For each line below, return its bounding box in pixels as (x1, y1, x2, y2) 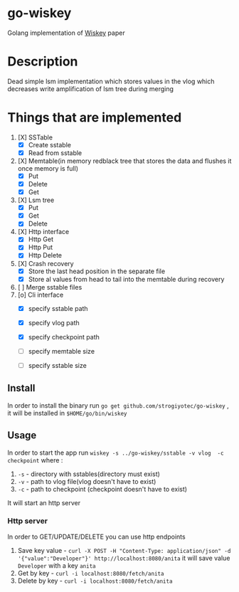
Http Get (28, 235, 54, 243)
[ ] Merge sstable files (17, 282, 83, 291)
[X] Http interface (17, 228, 70, 236)
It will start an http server (7, 498, 81, 507)
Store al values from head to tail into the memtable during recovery (28, 275, 225, 283)
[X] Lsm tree (17, 196, 55, 204)
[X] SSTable (17, 133, 53, 142)
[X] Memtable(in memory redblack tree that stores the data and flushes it (17, 157, 232, 165)
